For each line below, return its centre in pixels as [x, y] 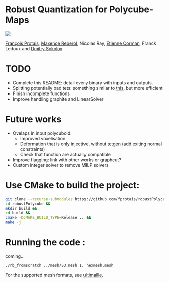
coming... [15, 256]
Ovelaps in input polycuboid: [42, 133]
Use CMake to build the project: [72, 185]
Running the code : [46, 243]
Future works [33, 119]
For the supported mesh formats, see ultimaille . [54, 275]
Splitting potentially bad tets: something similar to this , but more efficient [88, 88]
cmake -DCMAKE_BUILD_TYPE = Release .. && [48, 218]
